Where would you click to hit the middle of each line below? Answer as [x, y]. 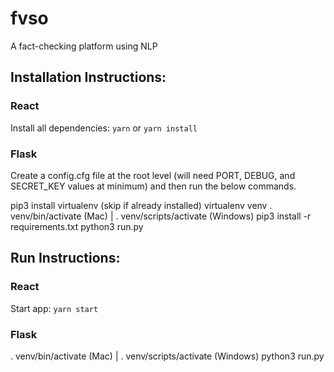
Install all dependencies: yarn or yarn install [104, 128]
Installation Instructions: [88, 77]
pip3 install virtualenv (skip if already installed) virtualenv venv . [141, 205]
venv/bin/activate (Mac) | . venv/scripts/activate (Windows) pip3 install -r [161, 216]
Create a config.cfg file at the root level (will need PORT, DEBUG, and [153, 175]
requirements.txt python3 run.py [77, 226]
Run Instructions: [65, 258]
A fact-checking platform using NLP [84, 46]
